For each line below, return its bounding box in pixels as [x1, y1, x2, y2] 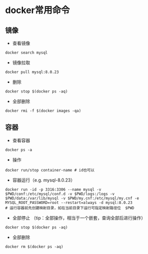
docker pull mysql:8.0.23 [5, 69, 59, 74]
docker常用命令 [5, 4, 70, 16]
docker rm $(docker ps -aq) [5, 244, 64, 249]
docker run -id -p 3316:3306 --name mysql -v [5, 187, 101, 192]
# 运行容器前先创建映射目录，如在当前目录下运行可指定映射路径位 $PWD [5, 205, 135, 210]
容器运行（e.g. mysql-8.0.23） [12, 177, 75, 183]
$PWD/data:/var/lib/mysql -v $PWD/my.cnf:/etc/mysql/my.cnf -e [5, 195, 140, 200]
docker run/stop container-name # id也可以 [5, 167, 95, 172]
